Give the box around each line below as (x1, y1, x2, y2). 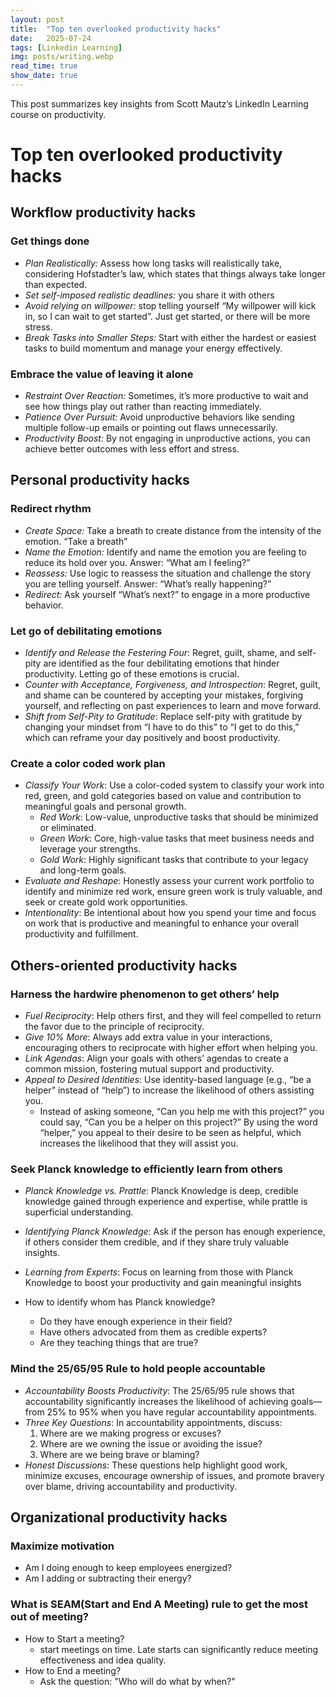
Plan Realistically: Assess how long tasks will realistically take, (24, 257, 283, 269)
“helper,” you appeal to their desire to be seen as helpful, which (39, 1127, 302, 1139)
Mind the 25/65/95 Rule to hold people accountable (10, 1362, 266, 1376)
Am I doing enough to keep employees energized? (24, 1562, 233, 1574)
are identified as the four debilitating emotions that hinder (43, 657, 280, 670)
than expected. (24, 278, 88, 290)
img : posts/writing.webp (10, 52, 114, 62)
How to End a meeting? (24, 1664, 122, 1676)
